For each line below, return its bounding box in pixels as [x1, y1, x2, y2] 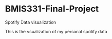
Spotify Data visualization [5, 19, 56, 25]
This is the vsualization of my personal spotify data [5, 28, 107, 34]
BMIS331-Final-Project [5, 3, 99, 14]
